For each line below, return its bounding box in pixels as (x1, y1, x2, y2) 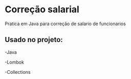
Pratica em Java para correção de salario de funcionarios (5, 21, 126, 27)
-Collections (5, 69, 31, 75)
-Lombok (5, 59, 24, 65)
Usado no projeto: (5, 35, 63, 44)
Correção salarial (5, 4, 80, 15)
